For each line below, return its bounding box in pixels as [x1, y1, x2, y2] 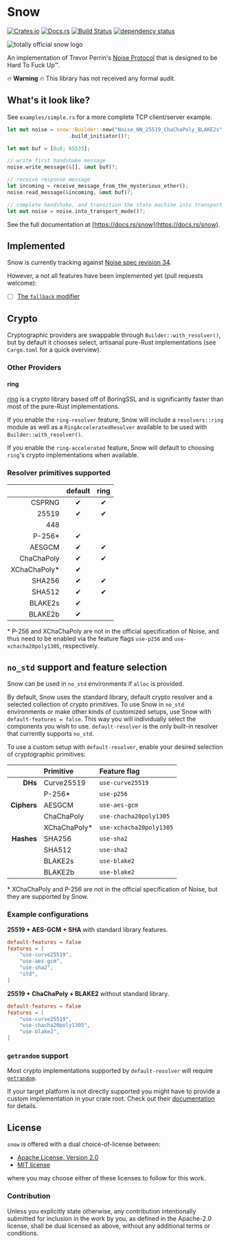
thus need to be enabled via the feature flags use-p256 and [7, 634, 173, 642]
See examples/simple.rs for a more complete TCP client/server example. [7, 113, 213, 121]
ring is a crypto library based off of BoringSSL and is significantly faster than [7, 395, 225, 403]
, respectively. [59, 641, 100, 650]
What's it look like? [7, 94, 91, 107]
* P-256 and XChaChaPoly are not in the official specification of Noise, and [7, 627, 220, 635]
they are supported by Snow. [7, 892, 89, 901]
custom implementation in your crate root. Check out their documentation [7, 1094, 215, 1103]
